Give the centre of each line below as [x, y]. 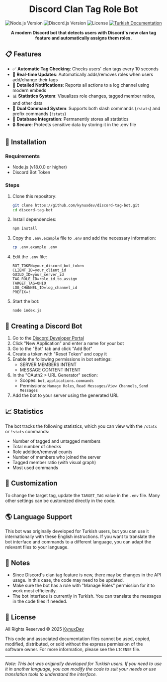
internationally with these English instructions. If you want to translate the [80, 536]
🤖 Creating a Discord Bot [44, 326]
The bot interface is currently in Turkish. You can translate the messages [87, 596]
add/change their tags [35, 80]
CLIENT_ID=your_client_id [39, 270]
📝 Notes [18, 563]
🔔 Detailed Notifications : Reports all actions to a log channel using [81, 85]
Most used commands [35, 468]
